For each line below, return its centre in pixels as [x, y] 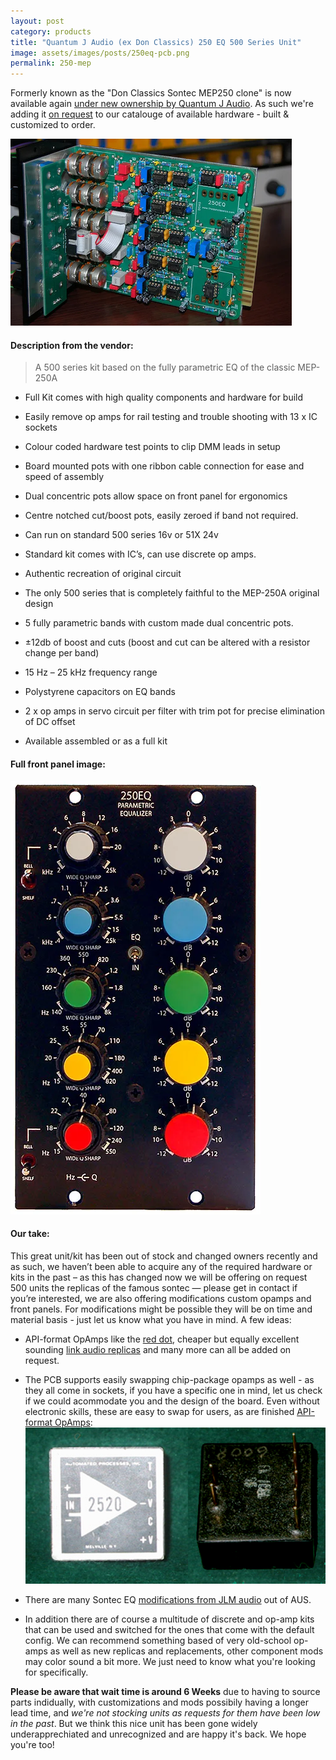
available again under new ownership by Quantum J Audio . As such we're [162, 104]
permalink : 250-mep [51, 63]
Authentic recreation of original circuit [103, 574]
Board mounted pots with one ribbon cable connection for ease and [164, 466]
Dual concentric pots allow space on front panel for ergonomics [156, 496]
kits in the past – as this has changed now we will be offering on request [159, 1277]
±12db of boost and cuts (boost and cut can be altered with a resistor [167, 642]
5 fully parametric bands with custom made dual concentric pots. [159, 623]
